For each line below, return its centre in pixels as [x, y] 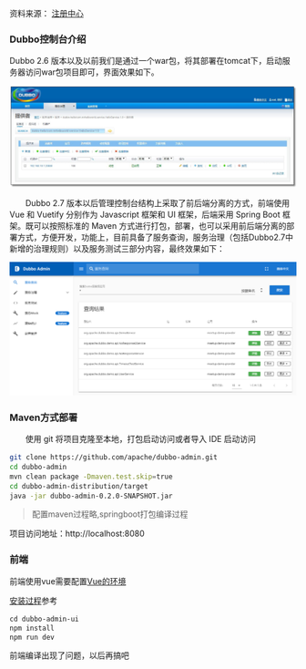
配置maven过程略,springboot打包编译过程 [110, 514]
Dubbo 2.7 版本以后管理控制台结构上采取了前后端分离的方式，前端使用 [158, 202]
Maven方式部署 [44, 417]
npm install [32, 628]
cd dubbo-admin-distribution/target [79, 486]
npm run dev [32, 637]
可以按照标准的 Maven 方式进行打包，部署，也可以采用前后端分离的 [160, 225]
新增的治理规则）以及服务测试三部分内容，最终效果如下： [117, 248]
